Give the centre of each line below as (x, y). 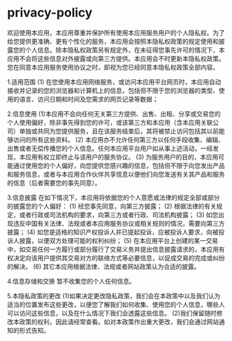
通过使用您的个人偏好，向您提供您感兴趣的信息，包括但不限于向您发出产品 (119, 165)
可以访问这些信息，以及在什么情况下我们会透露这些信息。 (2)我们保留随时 (112, 313)
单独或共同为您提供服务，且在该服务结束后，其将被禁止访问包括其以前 (119, 131)
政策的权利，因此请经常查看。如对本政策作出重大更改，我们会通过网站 (119, 322)
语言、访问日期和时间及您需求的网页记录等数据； (89, 99)
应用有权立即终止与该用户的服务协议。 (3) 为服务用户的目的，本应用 (122, 157)
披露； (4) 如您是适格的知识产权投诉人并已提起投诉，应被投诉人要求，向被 (113, 232)
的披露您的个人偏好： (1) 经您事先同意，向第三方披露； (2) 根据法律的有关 (112, 206)
